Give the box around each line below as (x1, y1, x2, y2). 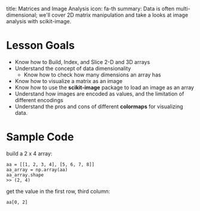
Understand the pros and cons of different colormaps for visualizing (14, 103, 183, 110)
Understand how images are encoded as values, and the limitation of (14, 90, 184, 97)
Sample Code (6, 130, 74, 144)
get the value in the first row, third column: (6, 188, 110, 195)
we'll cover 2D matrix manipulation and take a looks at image (38, 11, 189, 19)
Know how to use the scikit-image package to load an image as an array (14, 84, 194, 91)
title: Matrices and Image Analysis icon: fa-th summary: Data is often (6, 5, 175, 12)
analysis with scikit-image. (6, 18, 72, 25)
